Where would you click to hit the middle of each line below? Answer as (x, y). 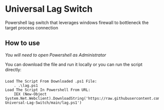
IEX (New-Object (31, 94)
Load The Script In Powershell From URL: (48, 90)
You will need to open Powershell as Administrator (56, 55)
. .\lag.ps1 (26, 86)
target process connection (32, 27)
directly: (13, 69)
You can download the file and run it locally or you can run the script (74, 64)
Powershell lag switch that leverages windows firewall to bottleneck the (77, 22)
